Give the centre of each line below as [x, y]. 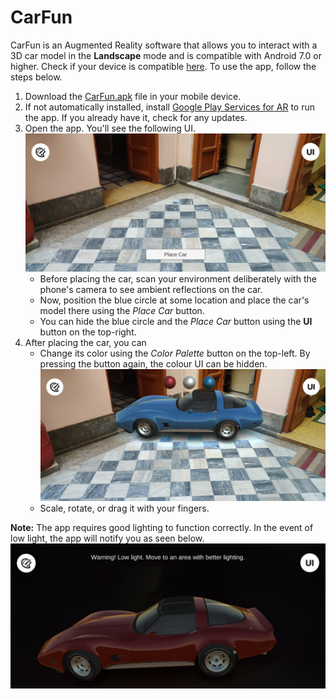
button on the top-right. [88, 332]
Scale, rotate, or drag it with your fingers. [124, 508]
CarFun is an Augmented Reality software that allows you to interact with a [164, 45]
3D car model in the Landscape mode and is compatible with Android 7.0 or [166, 55]
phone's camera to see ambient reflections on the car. [151, 290]
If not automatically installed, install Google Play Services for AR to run [169, 107]
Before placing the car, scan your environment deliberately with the [178, 279]
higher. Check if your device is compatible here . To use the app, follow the [163, 66]
